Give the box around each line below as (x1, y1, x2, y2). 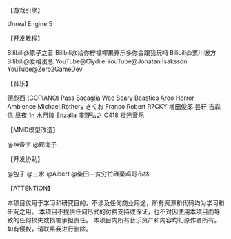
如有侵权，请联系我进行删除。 (7, 225, 92, 233)
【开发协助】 (7, 155, 43, 163)
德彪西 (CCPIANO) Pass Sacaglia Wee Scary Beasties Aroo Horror (7, 94, 194, 102)
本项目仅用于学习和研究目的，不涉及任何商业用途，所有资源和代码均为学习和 (7, 199, 225, 207)
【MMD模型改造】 (7, 126, 59, 134)
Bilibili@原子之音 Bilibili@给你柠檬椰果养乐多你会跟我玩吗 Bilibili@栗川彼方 (7, 49, 217, 56)
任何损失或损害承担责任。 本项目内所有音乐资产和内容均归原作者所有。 (19, 216, 221, 224)
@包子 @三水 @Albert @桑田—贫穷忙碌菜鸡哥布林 (7, 169, 150, 178)
